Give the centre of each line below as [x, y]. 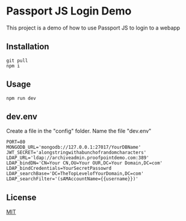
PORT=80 [16, 142]
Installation [28, 47]
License [21, 197]
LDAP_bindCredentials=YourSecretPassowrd [59, 169]
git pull [17, 61]
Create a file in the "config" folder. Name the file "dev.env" [79, 131]
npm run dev [21, 98]
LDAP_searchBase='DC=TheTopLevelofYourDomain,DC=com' [75, 174]
